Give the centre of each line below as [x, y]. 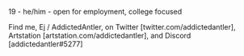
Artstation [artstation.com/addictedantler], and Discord [100, 36]
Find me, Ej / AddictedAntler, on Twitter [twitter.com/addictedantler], [122, 27]
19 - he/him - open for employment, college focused [95, 12]
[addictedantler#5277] [46, 44]
